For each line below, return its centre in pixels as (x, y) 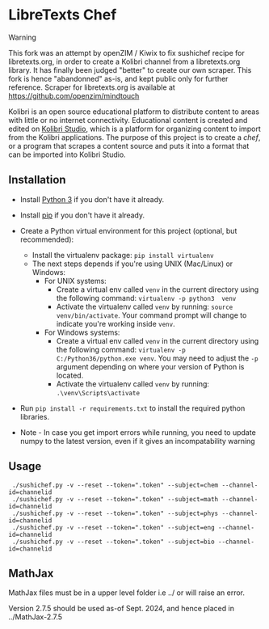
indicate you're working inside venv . (116, 323)
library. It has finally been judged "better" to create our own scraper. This (130, 70)
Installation (37, 180)
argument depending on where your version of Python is (150, 366)
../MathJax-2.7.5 (36, 617)
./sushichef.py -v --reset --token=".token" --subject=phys (115, 513)
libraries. (35, 416)
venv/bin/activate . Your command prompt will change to (151, 315)
